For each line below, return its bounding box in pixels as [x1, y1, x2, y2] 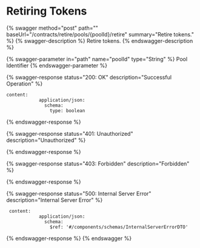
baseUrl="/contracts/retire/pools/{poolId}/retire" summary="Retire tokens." [6, 30, 194, 38]
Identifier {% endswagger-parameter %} [6, 62, 108, 69]
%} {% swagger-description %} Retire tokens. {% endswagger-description [6, 37, 193, 44]
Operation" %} [6, 80, 43, 87]
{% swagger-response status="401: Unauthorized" [6, 130, 133, 137]
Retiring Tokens [6, 4, 87, 18]
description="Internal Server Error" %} [6, 196, 103, 204]
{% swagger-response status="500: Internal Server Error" [6, 190, 152, 197]
